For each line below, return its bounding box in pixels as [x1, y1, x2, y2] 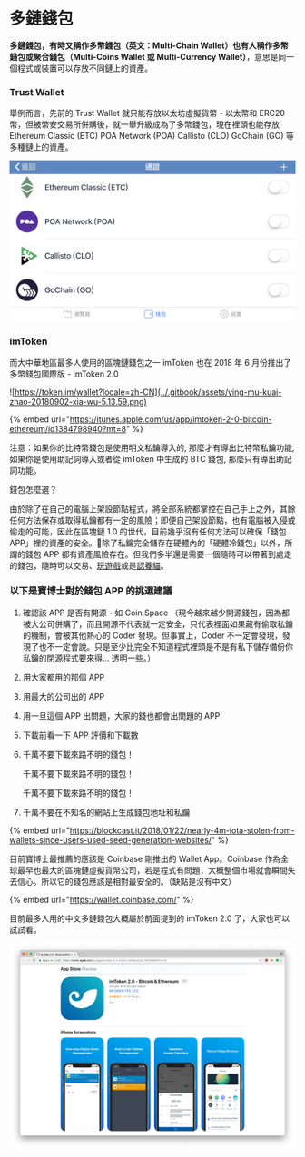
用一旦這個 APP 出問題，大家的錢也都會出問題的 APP [22, 710, 221, 721]
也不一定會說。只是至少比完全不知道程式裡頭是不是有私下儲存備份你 [38, 641, 293, 652]
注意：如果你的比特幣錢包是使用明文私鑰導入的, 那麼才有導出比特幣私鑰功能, [9, 442, 295, 453]
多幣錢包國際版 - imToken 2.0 [9, 368, 120, 379]
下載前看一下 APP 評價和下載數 [22, 730, 139, 740]
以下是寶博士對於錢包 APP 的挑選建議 [9, 584, 172, 597]
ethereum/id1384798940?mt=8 [9, 423, 127, 434]
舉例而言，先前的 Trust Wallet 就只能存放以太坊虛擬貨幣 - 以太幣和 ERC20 [9, 108, 286, 119]
